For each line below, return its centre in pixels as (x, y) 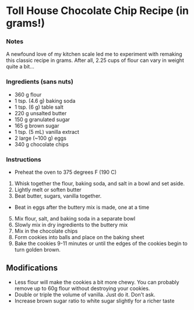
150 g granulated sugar (42, 119)
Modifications (32, 268)
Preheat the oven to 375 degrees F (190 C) (66, 172)
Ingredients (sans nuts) (40, 82)
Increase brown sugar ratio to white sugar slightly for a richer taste (94, 301)
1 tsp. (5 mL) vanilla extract (47, 132)
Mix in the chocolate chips (46, 231)
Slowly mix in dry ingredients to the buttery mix (71, 225)
